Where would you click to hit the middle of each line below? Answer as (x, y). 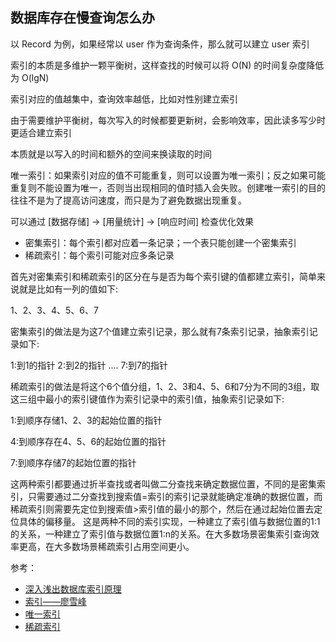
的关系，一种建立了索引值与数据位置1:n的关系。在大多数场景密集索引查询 (160, 534)
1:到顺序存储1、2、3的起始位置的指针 (86, 420)
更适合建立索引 (41, 132)
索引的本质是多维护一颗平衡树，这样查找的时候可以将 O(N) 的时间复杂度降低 (167, 65)
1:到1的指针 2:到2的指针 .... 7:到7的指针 (89, 365)
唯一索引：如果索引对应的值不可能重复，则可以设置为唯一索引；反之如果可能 (168, 175)
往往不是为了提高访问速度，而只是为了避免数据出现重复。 (128, 200)
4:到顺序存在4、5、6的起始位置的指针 (88, 441)
